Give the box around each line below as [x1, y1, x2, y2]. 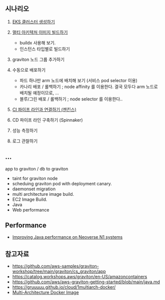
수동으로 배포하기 [12, 67, 46, 73]
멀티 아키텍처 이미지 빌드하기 [12, 29, 68, 35]
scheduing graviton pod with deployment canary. [12, 180, 112, 186]
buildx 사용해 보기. [19, 40, 56, 45]
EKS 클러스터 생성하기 [12, 19, 55, 25]
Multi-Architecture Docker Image [12, 290, 79, 296]
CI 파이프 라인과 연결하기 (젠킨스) [12, 106, 77, 112]
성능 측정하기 [12, 128, 38, 133]
